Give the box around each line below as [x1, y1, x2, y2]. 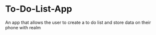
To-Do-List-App [5, 3, 72, 15]
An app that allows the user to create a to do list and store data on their [5, 19, 151, 25]
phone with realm [5, 24, 41, 30]
